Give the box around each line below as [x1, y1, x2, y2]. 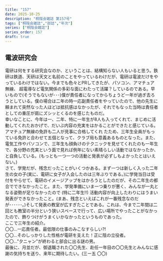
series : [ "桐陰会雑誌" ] [5, 25, 50, 30]
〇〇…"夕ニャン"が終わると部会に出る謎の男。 [5, 238, 98, 244]
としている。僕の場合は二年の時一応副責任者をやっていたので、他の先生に [9, 98, 158, 104]
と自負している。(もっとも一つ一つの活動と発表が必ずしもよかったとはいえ [5, 153, 156, 159]
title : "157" [5, 7, 32, 12]
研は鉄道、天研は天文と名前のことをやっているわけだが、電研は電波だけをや [5, 74, 159, 80]
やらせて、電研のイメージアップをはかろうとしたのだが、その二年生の [13, 177, 154, 183]
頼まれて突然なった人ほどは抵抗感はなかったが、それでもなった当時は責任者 [5, 104, 158, 110]
